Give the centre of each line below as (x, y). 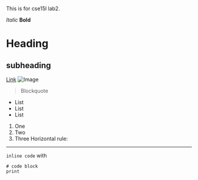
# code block (22, 166)
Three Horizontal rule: (41, 139)
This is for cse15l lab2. (33, 9)
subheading (29, 65)
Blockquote (34, 91)
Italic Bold (19, 20)
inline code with (27, 156)
